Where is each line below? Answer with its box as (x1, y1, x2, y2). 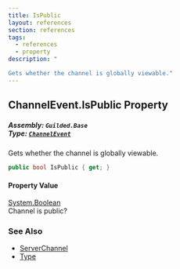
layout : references (8, 19, 72, 27)
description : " (8, 56, 58, 64)
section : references (8, 26, 76, 34)
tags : (8, 33, 26, 42)
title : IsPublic (8, 11, 61, 20)
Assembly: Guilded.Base (8, 120, 88, 129)
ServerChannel (19, 244, 68, 253)
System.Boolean (8, 198, 61, 208)
